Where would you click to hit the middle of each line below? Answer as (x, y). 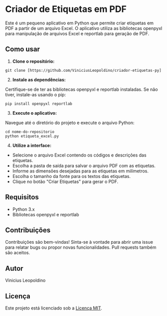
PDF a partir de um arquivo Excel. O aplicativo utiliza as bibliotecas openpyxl (84, 28)
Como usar (23, 49)
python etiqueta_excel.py (32, 136)
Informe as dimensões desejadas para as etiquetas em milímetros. (80, 171)
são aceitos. (18, 253)
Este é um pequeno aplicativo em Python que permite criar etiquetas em (79, 23)
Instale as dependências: (39, 79)
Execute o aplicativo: (35, 113)
